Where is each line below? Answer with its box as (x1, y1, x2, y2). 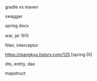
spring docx (5, 23, 29, 28)
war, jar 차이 (5, 33, 29, 38)
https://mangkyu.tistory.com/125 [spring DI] (5, 52, 93, 57)
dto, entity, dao (5, 61, 35, 67)
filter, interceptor (5, 42, 39, 48)
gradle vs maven (5, 4, 38, 10)
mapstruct (5, 70, 26, 76)
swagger (5, 13, 23, 19)
